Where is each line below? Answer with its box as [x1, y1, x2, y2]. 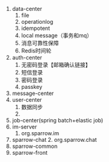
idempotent [21, 24, 51, 32]
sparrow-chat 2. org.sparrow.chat [12, 136, 97, 143]
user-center [12, 96, 43, 103]
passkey [21, 83, 43, 90]
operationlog [21, 18, 54, 25]
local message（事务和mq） [21, 32, 93, 39]
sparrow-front [12, 149, 47, 156]
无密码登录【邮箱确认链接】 [21, 61, 91, 68]
